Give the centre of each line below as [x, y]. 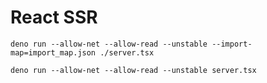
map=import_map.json [53, 52]
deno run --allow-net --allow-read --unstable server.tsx [133, 70]
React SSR [54, 17]
